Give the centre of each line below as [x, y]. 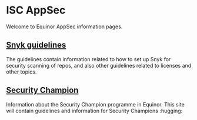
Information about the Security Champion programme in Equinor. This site [96, 104]
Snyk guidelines [36, 45]
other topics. [21, 72]
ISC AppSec [36, 10]
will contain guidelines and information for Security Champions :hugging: [94, 111]
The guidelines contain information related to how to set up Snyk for [89, 59]
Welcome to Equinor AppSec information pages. [64, 26]
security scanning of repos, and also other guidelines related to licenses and [99, 65]
